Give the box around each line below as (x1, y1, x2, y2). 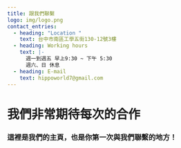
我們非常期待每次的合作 (7, 107, 141, 122)
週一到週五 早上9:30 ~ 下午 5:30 (25, 55, 113, 62)
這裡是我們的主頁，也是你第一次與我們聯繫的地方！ (7, 133, 178, 142)
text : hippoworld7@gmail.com (19, 74, 104, 82)
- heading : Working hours (13, 42, 88, 49)
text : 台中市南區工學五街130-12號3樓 (19, 36, 117, 43)
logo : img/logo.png (7, 17, 64, 24)
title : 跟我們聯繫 (7, 10, 55, 17)
